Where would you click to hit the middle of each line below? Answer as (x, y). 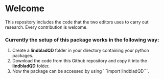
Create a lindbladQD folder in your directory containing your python (81, 50)
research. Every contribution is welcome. (47, 27)
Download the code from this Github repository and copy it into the (80, 61)
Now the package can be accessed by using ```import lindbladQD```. (81, 71)
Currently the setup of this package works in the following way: (82, 39)
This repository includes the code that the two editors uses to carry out (77, 22)
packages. (23, 56)
